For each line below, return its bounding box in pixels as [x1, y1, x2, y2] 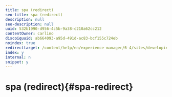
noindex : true [5, 41, 36, 46]
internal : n [5, 54, 31, 60]
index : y [5, 50, 24, 55]
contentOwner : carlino [5, 31, 54, 36]
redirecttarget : [5, 45, 40, 50]
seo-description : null [5, 21, 54, 27]
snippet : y [5, 59, 29, 64]
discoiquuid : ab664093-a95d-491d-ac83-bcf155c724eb [5, 36, 118, 41]
